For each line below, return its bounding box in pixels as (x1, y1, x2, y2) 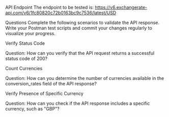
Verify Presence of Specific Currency (5, 91, 84, 96)
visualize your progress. (5, 31, 56, 36)
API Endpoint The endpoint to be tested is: (5, 5, 94, 10)
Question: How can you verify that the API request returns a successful (5, 50, 155, 56)
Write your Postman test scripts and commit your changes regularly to (5, 25, 153, 31)
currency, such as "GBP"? (5, 106, 60, 111)
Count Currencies (5, 66, 43, 71)
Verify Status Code (5, 40, 45, 46)
